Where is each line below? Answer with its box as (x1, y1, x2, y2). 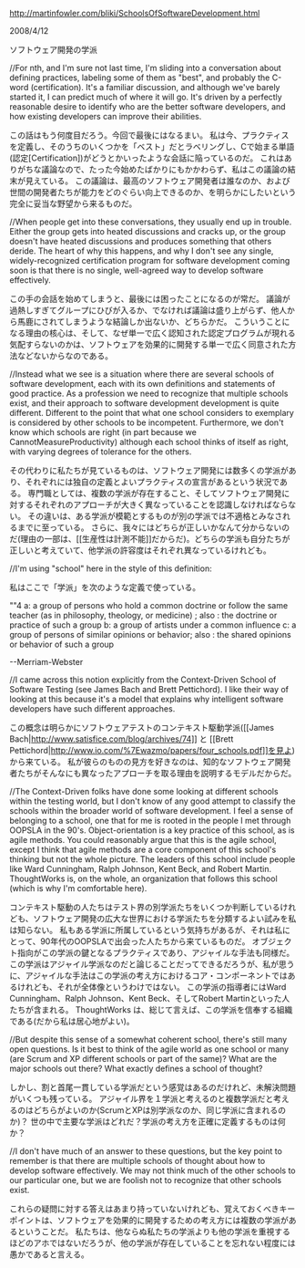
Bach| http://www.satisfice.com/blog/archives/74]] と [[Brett (9, 733, 234, 744)
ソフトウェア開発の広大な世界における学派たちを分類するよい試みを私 (33, 913, 297, 924)
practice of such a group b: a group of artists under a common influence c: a (9, 619, 297, 630)
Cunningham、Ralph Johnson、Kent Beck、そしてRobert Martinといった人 (9, 993, 290, 1003)
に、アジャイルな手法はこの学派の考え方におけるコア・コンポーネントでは (9, 971, 289, 981)
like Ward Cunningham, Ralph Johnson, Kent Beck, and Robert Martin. (9, 864, 271, 874)
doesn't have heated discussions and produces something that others (9, 236, 272, 246)
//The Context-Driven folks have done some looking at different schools (9, 786, 280, 796)
